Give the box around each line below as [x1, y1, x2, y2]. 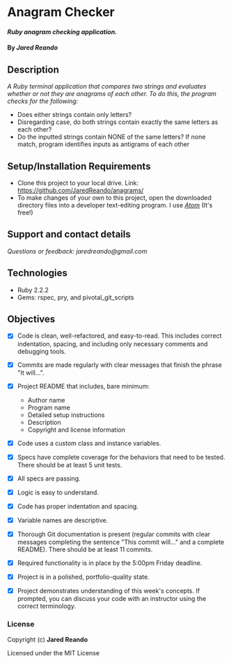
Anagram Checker [7, 4, 115, 20]
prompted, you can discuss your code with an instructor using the [17, 595, 207, 603]
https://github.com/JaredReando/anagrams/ [17, 186, 144, 194]
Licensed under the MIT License [7, 648, 99, 657]
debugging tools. [17, 347, 66, 355]
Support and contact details [7, 228, 131, 240]
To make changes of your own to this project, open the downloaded [17, 194, 212, 202]
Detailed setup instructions [27, 410, 105, 419]
